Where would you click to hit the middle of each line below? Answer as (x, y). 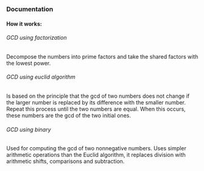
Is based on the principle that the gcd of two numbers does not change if (98, 96)
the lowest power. (29, 63)
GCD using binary (29, 129)
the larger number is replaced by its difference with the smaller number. (96, 102)
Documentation (30, 9)
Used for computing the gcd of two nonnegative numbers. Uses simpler (97, 148)
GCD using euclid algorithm (41, 77)
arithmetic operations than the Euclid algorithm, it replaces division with (96, 155)
